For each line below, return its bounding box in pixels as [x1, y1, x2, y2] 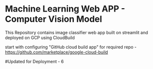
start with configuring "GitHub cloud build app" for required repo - [5, 44, 137, 50]
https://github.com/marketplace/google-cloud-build [5, 49, 108, 55]
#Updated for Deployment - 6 [5, 58, 64, 64]
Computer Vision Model [5, 14, 102, 25]
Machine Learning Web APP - [5, 3, 125, 14]
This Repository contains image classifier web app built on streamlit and [5, 29, 148, 35]
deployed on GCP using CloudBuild [5, 35, 75, 41]
